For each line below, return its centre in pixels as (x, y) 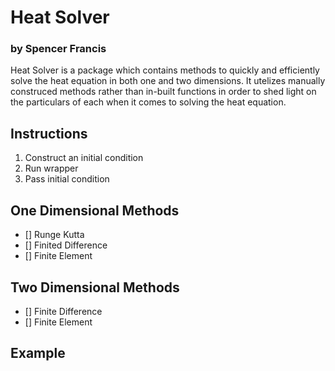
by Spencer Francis (58, 49)
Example (38, 353)
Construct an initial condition (84, 158)
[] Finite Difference (63, 311)
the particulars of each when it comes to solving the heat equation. (148, 102)
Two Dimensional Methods (95, 287)
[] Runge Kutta (54, 235)
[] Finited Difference (66, 245)
